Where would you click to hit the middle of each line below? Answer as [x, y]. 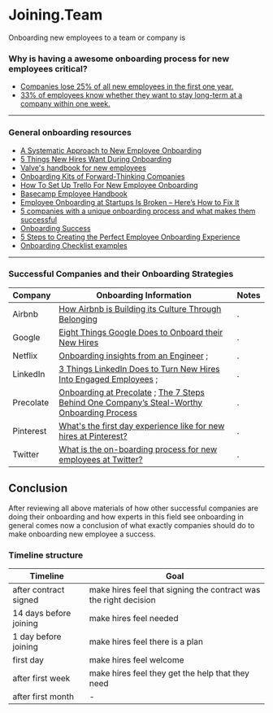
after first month [43, 696]
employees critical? [48, 68]
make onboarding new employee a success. [82, 534]
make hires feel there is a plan [146, 641]
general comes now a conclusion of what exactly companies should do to [132, 525]
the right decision [122, 600]
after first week [41, 678]
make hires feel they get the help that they [169, 673]
